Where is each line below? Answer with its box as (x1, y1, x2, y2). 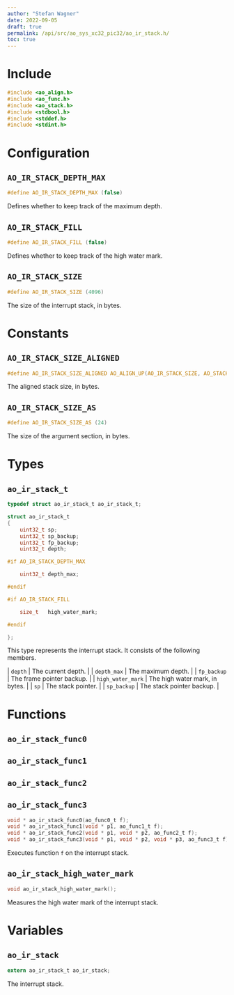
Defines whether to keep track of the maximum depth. (7, 202, 162, 210)
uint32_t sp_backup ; (19, 532, 79, 540)
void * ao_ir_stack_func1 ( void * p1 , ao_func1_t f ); (7, 823, 164, 830)
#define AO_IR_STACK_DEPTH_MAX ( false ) (7, 190, 123, 196)
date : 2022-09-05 (7, 17, 58, 24)
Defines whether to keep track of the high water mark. (7, 252, 163, 260)
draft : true (7, 23, 42, 30)
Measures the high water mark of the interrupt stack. (7, 898, 159, 907)
